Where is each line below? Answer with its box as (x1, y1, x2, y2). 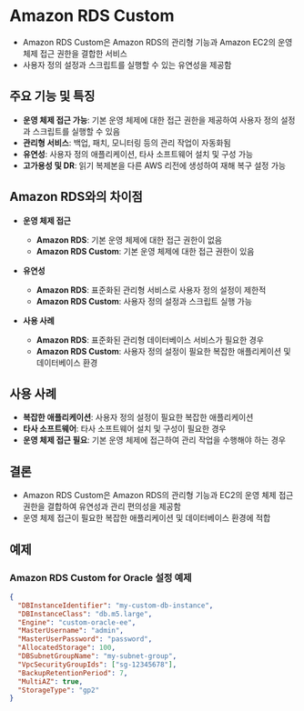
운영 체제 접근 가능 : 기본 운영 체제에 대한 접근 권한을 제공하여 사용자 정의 (22, 115, 279, 125)
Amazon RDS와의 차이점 (9, 189, 143, 205)
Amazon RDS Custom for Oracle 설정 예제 (9, 571, 193, 584)
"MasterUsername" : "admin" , (17, 626, 125, 636)
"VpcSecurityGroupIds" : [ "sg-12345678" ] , (17, 660, 177, 669)
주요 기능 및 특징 (9, 88, 96, 105)
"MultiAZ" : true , (17, 676, 84, 686)
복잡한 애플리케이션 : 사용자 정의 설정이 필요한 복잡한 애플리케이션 (22, 412, 254, 423)
